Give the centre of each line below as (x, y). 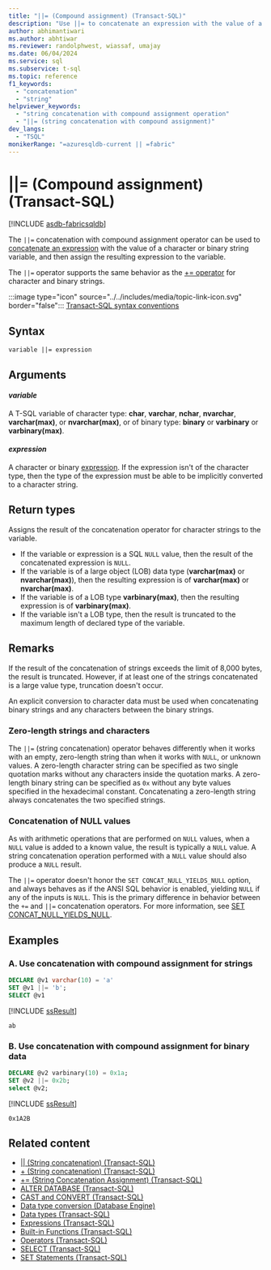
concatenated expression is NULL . (75, 562)
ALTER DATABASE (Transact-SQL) (77, 1189)
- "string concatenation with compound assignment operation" (123, 114)
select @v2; (28, 1088)
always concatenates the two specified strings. (87, 799)
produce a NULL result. (45, 864)
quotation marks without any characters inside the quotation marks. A (125, 774)
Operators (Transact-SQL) (64, 1240)
